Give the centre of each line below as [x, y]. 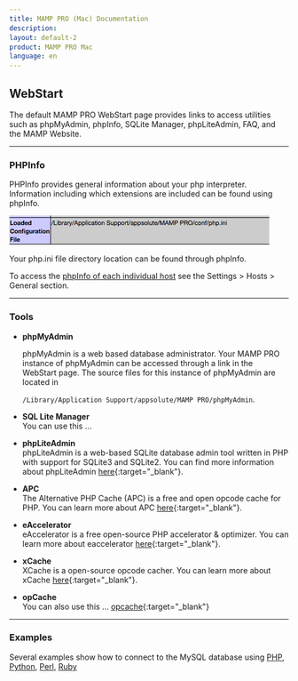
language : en [33, 56]
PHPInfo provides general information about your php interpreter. [128, 184]
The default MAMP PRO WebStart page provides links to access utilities [140, 115]
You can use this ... [57, 426]
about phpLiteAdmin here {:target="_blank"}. [102, 471]
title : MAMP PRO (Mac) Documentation [79, 19]
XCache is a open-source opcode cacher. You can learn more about [146, 570]
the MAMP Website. [46, 133]
